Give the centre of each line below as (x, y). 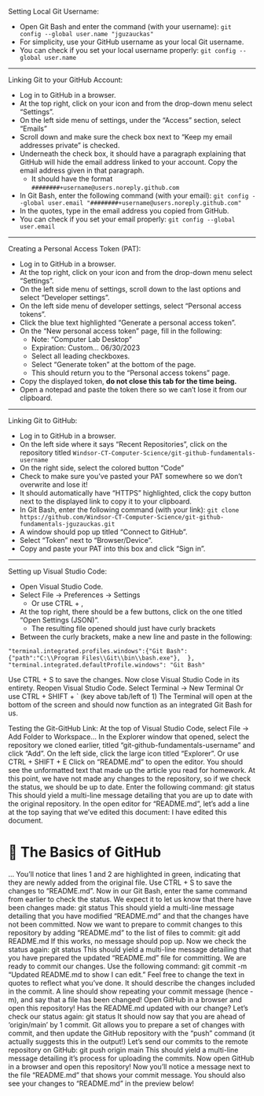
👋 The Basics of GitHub (85, 852)
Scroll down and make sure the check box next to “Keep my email (126, 137)
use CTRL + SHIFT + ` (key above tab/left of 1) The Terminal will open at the (130, 696)
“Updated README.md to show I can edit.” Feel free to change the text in (126, 974)
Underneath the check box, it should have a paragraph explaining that (132, 154)
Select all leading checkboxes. (81, 356)
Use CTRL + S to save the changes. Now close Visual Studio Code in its (124, 680)
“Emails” (33, 128)
